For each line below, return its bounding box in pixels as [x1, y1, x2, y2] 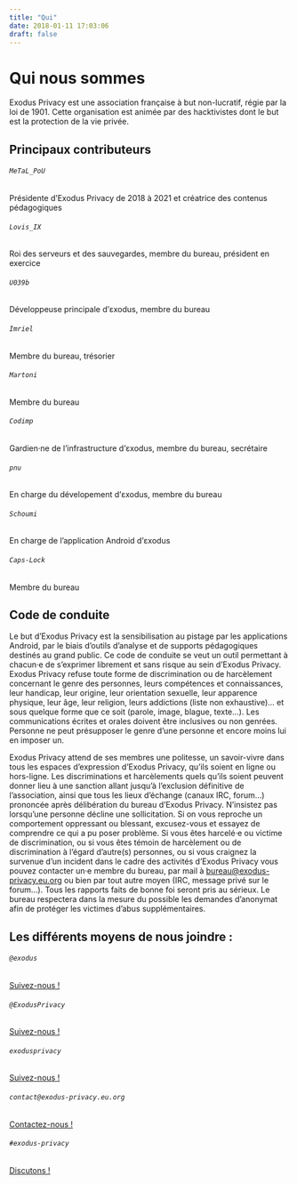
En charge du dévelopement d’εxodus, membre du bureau [9, 489, 222, 500]
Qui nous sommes [9, 68, 146, 88]
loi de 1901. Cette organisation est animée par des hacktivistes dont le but [9, 107, 279, 117]
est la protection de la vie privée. [9, 117, 129, 127]
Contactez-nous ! [9, 1118, 74, 1130]
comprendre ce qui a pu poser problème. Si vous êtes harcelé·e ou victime [9, 828, 283, 839]
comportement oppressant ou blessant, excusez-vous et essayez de [9, 818, 261, 829]
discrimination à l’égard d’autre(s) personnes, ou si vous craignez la [9, 847, 257, 858]
